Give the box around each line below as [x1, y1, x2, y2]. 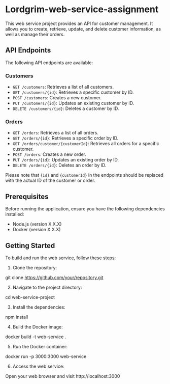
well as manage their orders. [5, 31, 65, 37]
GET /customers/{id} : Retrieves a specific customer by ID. [12, 89, 134, 95]
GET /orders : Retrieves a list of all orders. [12, 130, 99, 136]
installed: [5, 211, 24, 217]
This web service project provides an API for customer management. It [5, 20, 153, 26]
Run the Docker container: [12, 343, 67, 349]
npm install [5, 314, 28, 320]
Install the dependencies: [12, 304, 66, 310]
